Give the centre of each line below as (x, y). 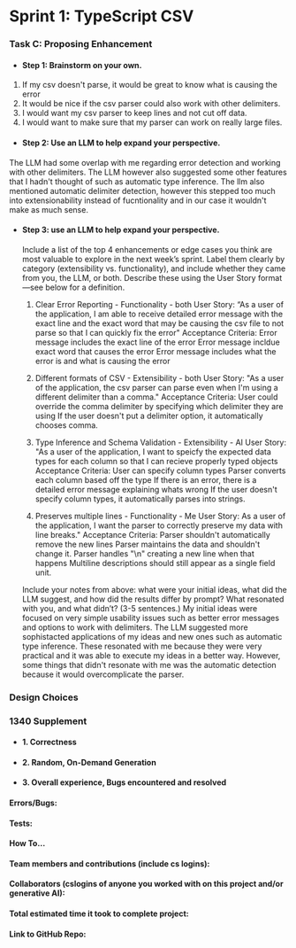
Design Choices (44, 697)
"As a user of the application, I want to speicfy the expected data (153, 451)
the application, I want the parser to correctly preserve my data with (159, 525)
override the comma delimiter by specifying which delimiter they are (159, 406)
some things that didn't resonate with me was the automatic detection (149, 664)
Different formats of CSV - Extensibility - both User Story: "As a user (159, 377)
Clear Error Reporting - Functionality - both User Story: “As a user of (159, 304)
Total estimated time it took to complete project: (99, 913)
